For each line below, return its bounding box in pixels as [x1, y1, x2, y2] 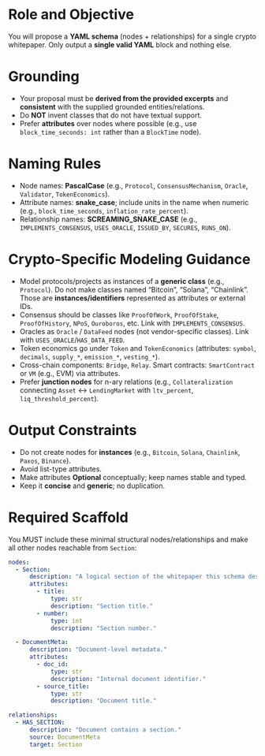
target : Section [28, 740, 83, 748]
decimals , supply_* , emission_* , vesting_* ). [19, 352, 160, 361]
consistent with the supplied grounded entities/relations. [19, 102, 205, 111]
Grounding [8, 68, 80, 86]
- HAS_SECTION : [15, 719, 65, 727]
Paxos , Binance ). [19, 456, 71, 465]
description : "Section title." [50, 601, 154, 610]
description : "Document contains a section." [28, 726, 181, 734]
